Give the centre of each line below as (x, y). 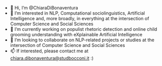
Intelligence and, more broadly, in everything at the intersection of (79, 18)
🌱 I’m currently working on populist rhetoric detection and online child (84, 29)
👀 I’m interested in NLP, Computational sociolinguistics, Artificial (77, 13)
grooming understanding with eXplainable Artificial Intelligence (76, 35)
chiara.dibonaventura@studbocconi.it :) (52, 58)
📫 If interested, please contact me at (49, 51)
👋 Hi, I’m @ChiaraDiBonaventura (44, 8)
